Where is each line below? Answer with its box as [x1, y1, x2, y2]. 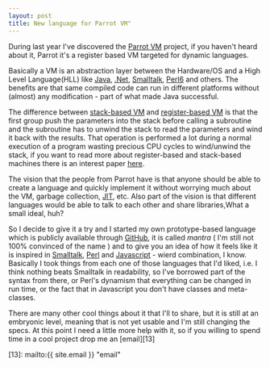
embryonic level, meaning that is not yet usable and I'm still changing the [8, 316, 251, 327]
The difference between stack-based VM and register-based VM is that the [8, 106, 258, 117]
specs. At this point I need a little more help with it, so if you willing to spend [8, 325, 260, 335]
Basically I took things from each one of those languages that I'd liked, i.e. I [8, 258, 258, 268]
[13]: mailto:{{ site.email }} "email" [8, 349, 121, 359]
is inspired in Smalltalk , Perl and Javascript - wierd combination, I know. [8, 249, 247, 259]
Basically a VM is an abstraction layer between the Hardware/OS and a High [8, 65, 260, 75]
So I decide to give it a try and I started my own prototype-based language [8, 223, 256, 234]
